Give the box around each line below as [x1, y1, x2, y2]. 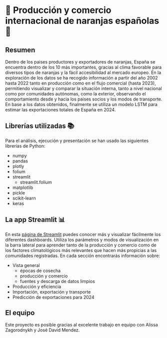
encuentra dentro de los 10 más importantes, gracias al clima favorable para [5, 64, 162, 70]
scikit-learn [12, 195, 36, 201]
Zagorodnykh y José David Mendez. [5, 327, 80, 333]
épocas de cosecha [19, 267, 61, 273]
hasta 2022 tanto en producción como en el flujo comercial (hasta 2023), [5, 80, 156, 86]
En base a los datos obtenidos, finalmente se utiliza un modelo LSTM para [5, 101, 157, 107]
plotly [12, 163, 24, 169]
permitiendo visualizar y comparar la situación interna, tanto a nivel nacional [5, 85, 162, 91]
